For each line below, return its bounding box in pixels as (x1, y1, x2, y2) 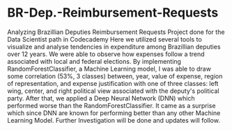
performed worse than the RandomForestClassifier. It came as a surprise (7, 101, 216, 110)
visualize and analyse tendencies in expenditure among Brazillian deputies (7, 42, 221, 51)
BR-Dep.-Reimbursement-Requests (7, 5, 219, 21)
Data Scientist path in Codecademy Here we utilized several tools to (7, 35, 202, 43)
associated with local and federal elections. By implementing (7, 57, 181, 65)
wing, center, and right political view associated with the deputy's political (7, 87, 219, 95)
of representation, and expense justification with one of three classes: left (7, 79, 219, 87)
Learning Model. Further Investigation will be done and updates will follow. (7, 116, 221, 124)
